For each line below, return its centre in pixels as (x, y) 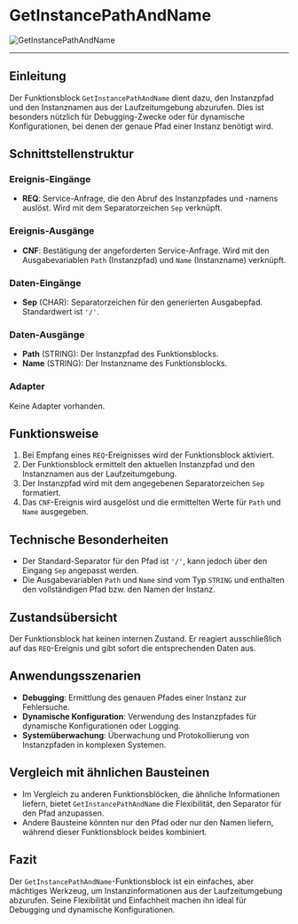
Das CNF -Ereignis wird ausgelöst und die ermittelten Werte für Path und (151, 502)
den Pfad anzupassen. (63, 813)
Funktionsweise (54, 434)
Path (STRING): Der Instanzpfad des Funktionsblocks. (120, 354)
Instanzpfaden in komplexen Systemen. (94, 745)
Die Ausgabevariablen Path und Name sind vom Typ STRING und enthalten (153, 580)
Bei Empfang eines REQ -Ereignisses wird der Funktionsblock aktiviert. (148, 455)
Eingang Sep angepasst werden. (80, 570)
